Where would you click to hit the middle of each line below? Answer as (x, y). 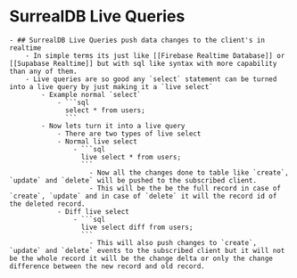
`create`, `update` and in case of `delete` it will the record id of (143, 196)
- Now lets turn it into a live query (113, 126)
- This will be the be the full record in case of (185, 188)
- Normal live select (97, 141)
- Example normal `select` (91, 94)
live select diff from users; (137, 227)
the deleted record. (48, 204)
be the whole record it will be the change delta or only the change (141, 258)
